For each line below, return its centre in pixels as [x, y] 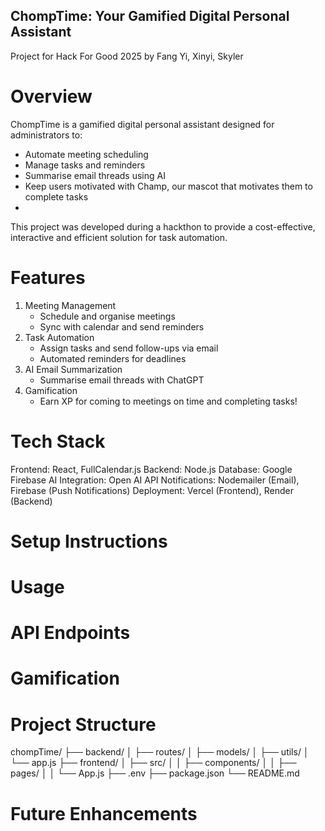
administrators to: [46, 135]
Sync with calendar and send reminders [122, 326]
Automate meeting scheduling [86, 154]
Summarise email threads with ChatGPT [122, 380]
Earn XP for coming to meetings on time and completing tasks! [168, 401]
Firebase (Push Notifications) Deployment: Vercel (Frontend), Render [152, 490]
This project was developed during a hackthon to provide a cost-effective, [163, 226]
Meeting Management [70, 305]
